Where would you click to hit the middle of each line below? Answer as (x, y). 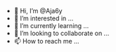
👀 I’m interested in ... (44, 18)
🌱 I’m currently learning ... (51, 26)
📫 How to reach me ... (46, 41)
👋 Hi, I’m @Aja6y (38, 11)
